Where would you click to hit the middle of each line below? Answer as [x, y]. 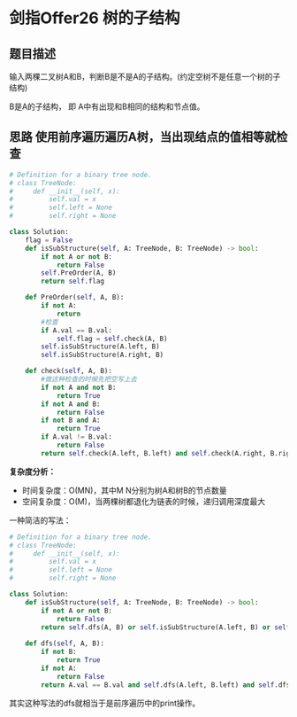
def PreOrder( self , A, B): [75, 298]
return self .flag [72, 281]
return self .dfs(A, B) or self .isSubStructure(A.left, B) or [156, 627]
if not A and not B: [79, 387]
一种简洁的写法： [40, 520]
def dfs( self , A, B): [65, 643]
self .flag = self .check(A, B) [112, 339]
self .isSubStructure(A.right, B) [103, 355]
